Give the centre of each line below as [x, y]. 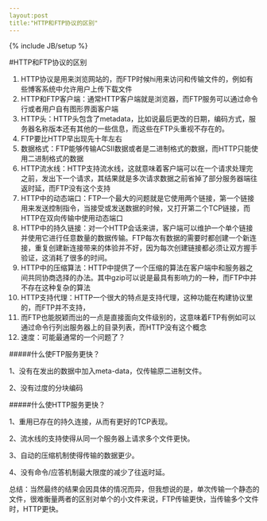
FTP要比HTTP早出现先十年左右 [71, 138]
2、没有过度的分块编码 [46, 388]
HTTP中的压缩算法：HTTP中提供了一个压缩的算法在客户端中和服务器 [133, 268]
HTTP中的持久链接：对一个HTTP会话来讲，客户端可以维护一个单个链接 [137, 228]
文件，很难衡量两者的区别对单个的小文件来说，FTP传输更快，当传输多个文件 [134, 499]
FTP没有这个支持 [83, 188]
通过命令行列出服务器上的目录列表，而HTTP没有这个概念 [114, 327]
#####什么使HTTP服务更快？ [57, 404]
